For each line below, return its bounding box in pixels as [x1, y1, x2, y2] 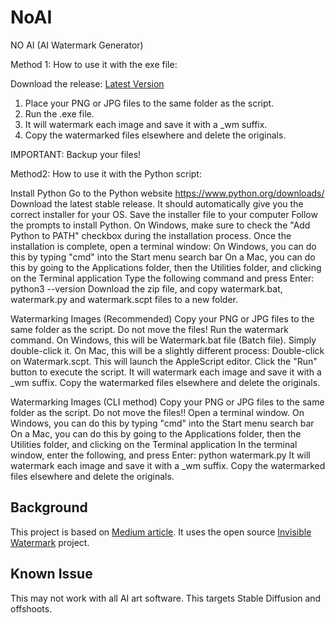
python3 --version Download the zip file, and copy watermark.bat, [10, 282, 283, 295]
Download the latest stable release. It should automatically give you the [10, 197, 304, 210]
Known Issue [10, 566, 93, 583]
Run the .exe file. [24, 107, 95, 120]
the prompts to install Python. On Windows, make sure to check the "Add [10, 219, 311, 231]
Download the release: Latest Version [10, 77, 165, 90]
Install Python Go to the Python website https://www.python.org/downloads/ [10, 187, 325, 199]
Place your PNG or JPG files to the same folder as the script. [24, 97, 275, 109]
